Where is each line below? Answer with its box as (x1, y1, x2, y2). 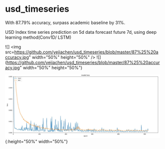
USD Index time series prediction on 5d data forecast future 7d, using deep (5, 29, 157, 35)
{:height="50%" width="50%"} (5, 139, 68, 145)
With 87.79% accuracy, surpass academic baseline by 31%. (5, 20, 126, 25)
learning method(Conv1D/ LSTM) (5, 34, 72, 40)
